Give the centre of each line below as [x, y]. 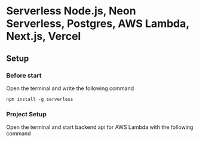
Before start [24, 75]
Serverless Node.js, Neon [71, 11]
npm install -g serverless [40, 99]
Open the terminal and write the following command [70, 88]
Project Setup [26, 114]
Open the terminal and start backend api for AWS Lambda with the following [100, 127]
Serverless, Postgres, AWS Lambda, [98, 24]
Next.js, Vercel [44, 36]
